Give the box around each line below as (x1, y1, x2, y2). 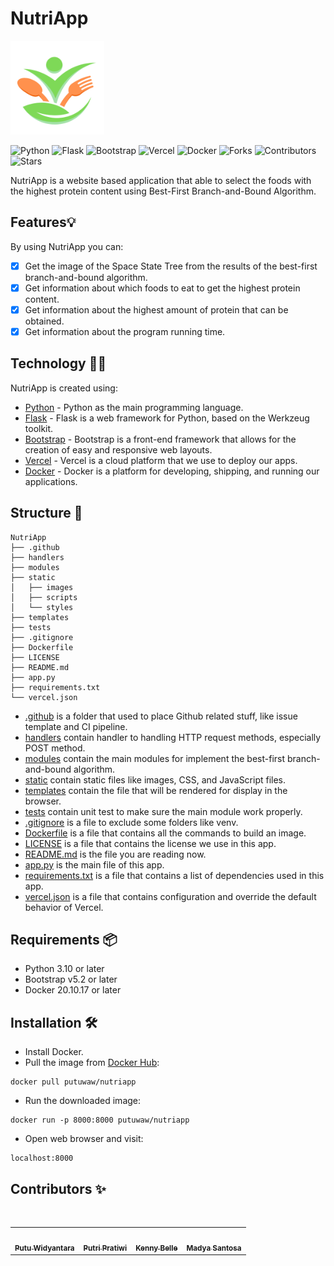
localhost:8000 (10, 1153, 74, 1164)
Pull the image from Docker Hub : (24, 1057, 160, 1069)
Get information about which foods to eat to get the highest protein (24, 282, 301, 294)
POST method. (24, 742, 86, 754)
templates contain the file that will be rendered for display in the (24, 784, 288, 796)
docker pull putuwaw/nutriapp (10, 1077, 137, 1087)
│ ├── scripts (10, 592, 78, 602)
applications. (24, 475, 78, 487)
